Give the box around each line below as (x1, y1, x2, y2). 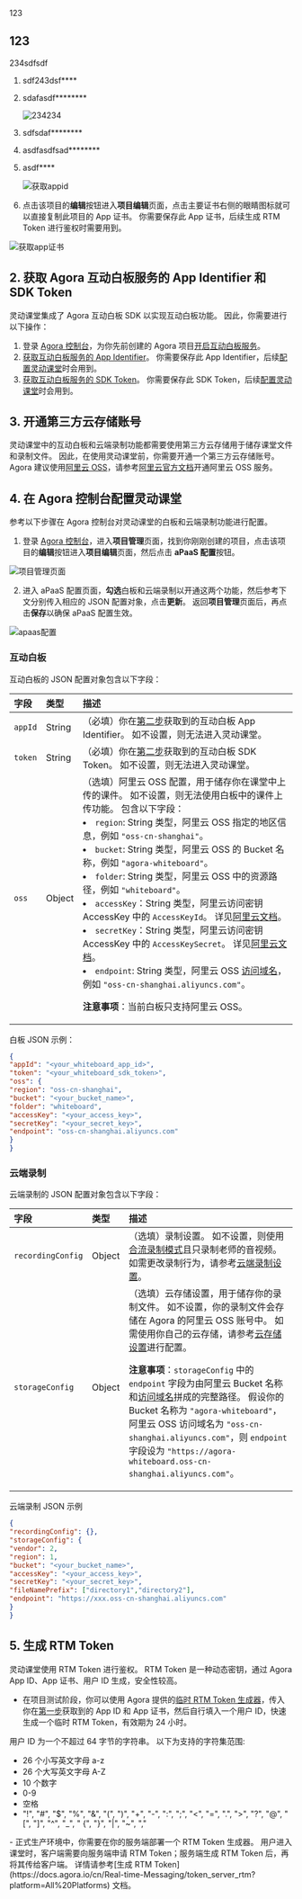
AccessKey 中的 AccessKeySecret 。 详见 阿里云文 (82, 937, 288, 950)
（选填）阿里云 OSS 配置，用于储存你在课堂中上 (82, 775, 286, 788)
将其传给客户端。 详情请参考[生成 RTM (9, 1859, 153, 1869)
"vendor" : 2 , (9, 1544, 58, 1553)
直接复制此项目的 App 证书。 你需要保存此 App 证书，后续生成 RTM (30, 211, 280, 221)
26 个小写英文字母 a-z (22, 1754, 105, 1766)
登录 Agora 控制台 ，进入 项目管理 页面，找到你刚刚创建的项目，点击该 (22, 535, 279, 547)
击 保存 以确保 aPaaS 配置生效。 (22, 607, 138, 619)
